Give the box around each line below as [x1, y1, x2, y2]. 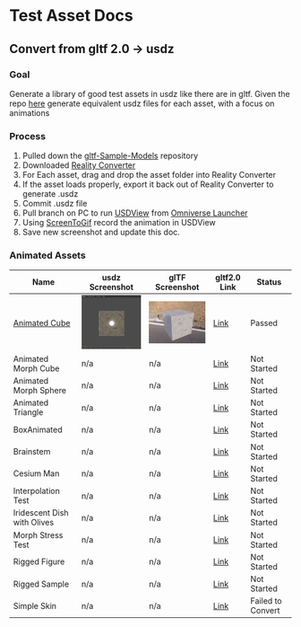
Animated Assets [9, 249, 87, 261]
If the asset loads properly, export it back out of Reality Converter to [21, 179, 274, 190]
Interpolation [13, 486, 60, 496]
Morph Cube [13, 363, 60, 374]
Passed [250, 318, 278, 329]
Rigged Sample [13, 578, 70, 589]
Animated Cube [13, 318, 71, 329]
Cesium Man [13, 468, 60, 479]
